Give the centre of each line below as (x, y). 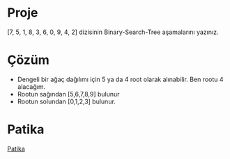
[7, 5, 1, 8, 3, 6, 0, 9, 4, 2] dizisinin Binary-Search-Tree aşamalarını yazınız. (113, 32)
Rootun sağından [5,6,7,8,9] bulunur (68, 94)
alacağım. (31, 86)
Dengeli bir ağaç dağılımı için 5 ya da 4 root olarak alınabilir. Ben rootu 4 (121, 79)
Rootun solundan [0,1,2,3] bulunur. (67, 101)
